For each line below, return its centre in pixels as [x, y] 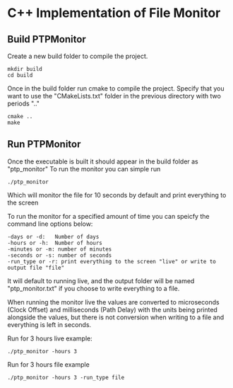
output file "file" [36, 268]
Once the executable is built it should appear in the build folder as [103, 161]
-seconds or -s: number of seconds [60, 255]
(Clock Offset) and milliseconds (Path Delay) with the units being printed [112, 309]
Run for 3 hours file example [48, 364]
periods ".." [24, 103]
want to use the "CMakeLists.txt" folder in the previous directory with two [114, 96]
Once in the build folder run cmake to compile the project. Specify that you [116, 89]
